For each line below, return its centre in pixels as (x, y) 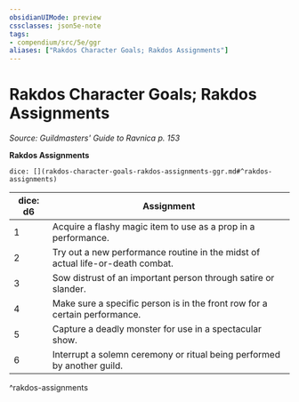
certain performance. (97, 315)
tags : (19, 34)
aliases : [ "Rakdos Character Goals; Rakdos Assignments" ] (119, 51)
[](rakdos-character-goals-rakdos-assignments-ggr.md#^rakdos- (153, 172)
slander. (69, 289)
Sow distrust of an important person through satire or (163, 278)
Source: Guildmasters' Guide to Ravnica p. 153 (95, 138)
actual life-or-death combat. (113, 263)
